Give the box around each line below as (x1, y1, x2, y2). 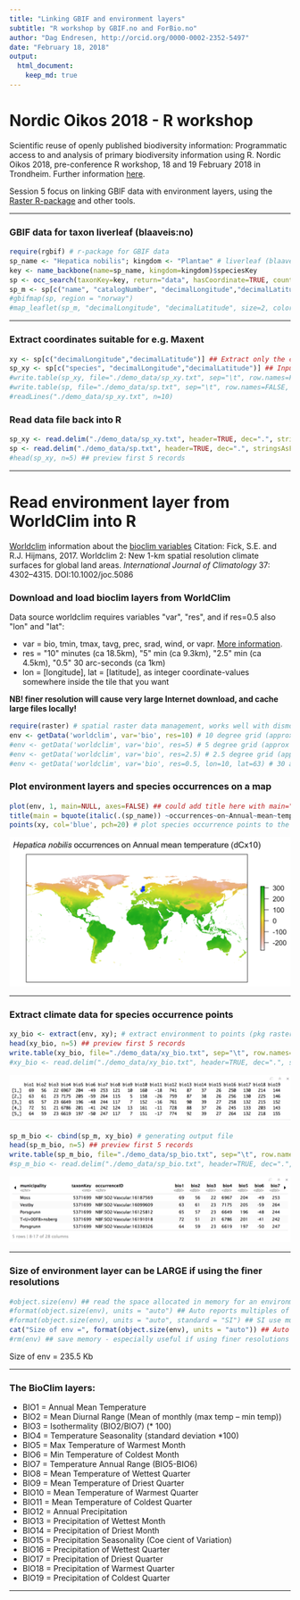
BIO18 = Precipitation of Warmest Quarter (21, 1563, 175, 1574)
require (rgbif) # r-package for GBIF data (9, 247, 170, 256)
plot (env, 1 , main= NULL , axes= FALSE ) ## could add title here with (9, 802, 266, 811)
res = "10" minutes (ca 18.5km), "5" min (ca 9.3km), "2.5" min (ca (21, 648, 262, 659)
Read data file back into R (9, 413, 122, 426)
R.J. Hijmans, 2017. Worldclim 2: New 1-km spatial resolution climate (9, 550, 259, 561)
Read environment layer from (9, 492, 230, 512)
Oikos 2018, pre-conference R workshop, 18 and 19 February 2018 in (9, 159, 261, 170)
